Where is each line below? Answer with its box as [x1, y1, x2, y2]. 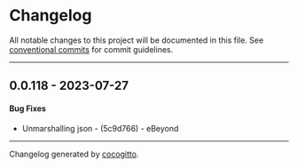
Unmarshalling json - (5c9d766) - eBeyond [21, 123, 179, 133]
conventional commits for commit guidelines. [9, 44, 174, 54]
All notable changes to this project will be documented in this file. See [9, 35, 264, 45]
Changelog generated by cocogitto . [9, 148, 139, 159]
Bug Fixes [9, 103, 47, 114]
